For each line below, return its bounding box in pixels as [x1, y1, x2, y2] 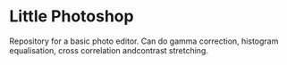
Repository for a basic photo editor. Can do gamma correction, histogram [9, 36, 279, 46]
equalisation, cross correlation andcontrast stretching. [9, 45, 208, 55]
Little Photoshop [9, 6, 134, 27]
